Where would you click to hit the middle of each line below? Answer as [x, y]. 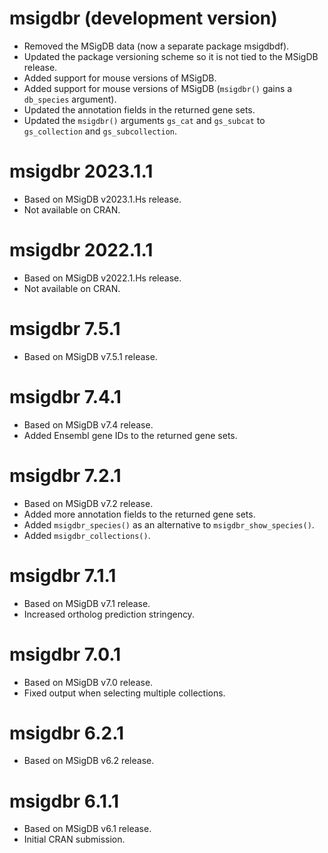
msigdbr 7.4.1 [65, 396]
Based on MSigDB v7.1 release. [87, 603]
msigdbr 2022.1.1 [81, 250]
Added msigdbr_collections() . [87, 535]
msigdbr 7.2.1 [65, 475]
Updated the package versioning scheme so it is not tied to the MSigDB [171, 56]
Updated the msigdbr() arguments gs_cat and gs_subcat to [144, 120]
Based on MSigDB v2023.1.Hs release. [102, 199]
